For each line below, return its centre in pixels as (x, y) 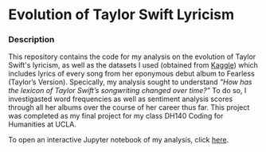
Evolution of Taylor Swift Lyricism (121, 15)
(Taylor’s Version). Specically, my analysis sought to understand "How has (130, 82)
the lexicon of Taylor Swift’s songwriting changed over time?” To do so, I (127, 91)
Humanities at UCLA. (43, 124)
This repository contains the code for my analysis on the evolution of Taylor (132, 57)
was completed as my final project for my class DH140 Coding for (116, 116)
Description (31, 40)
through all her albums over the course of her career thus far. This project (129, 107)
